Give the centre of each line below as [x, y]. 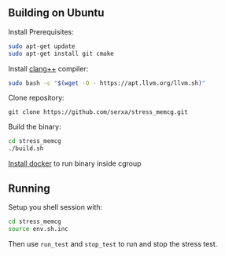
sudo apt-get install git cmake [61, 53]
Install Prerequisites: [41, 31]
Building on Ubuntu [56, 13]
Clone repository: [36, 98]
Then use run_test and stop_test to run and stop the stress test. [113, 243]
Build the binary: [35, 127]
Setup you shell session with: [55, 207]
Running [30, 188]
